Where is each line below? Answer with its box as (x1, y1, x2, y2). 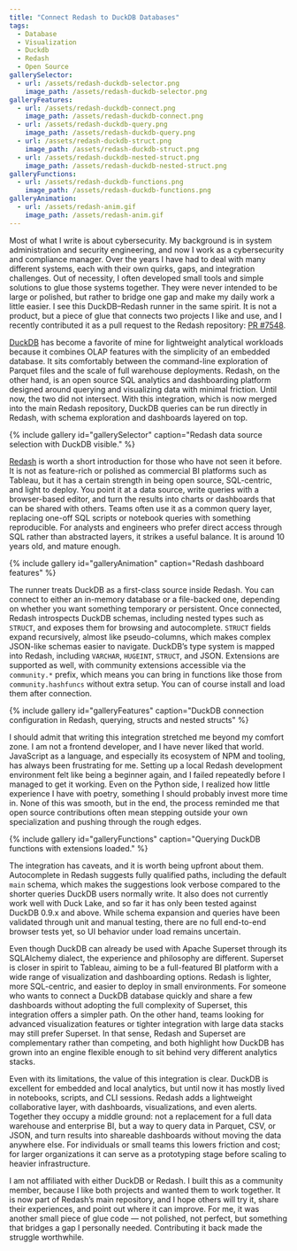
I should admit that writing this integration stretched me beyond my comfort (9, 732, 285, 742)
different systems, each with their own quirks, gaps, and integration (9, 263, 255, 274)
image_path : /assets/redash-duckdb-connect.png (25, 112, 203, 120)
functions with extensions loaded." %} (9, 843, 148, 853)
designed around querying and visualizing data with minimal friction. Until (9, 384, 278, 394)
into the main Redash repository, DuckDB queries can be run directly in (9, 402, 268, 413)
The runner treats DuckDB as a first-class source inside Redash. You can (9, 584, 275, 594)
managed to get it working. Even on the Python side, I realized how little (9, 779, 270, 789)
